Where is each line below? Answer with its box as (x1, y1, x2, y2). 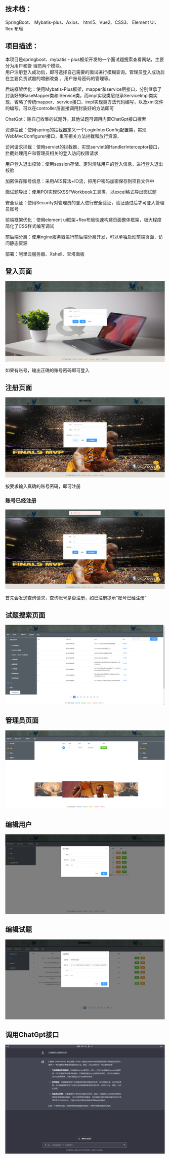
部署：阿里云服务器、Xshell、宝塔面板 (5, 250, 85, 257)
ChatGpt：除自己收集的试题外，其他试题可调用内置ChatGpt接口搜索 (5, 116, 147, 122)
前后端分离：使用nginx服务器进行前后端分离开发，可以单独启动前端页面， (5, 234, 159, 240)
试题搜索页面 (5, 610, 46, 620)
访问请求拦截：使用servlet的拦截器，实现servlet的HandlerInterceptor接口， (5, 143, 162, 150)
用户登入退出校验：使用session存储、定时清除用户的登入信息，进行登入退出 (5, 161, 163, 167)
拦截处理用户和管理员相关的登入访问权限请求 (5, 150, 99, 156)
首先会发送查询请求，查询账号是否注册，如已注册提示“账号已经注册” (5, 595, 147, 601)
